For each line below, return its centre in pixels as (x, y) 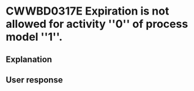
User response (34, 80)
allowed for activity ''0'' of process (97, 24)
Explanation (29, 59)
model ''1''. (34, 37)
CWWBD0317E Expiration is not (88, 11)
